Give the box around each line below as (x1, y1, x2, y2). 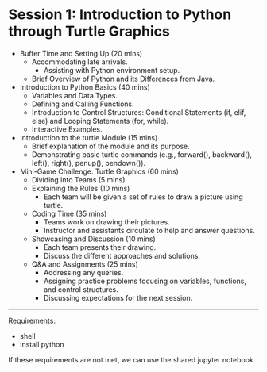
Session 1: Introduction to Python (8, 6, 232, 24)
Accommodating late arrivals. (31, 57, 129, 67)
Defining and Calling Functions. (31, 99, 134, 109)
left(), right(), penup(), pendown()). (31, 158, 145, 167)
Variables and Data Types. (31, 90, 118, 100)
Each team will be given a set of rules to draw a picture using (43, 192, 244, 201)
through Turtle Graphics (8, 22, 171, 40)
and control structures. (43, 284, 119, 294)
